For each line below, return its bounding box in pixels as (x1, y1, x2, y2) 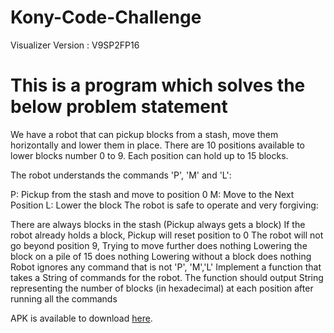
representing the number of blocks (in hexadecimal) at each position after (10, 282, 314, 294)
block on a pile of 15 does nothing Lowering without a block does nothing (10, 250, 312, 262)
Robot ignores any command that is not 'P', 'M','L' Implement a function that (10, 261, 322, 273)
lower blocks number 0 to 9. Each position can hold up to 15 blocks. (10, 149, 289, 161)
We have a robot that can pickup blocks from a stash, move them (10, 128, 279, 140)
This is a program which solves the (10, 74, 306, 97)
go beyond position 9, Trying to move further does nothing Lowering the (10, 239, 308, 251)
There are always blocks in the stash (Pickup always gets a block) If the (10, 218, 306, 230)
